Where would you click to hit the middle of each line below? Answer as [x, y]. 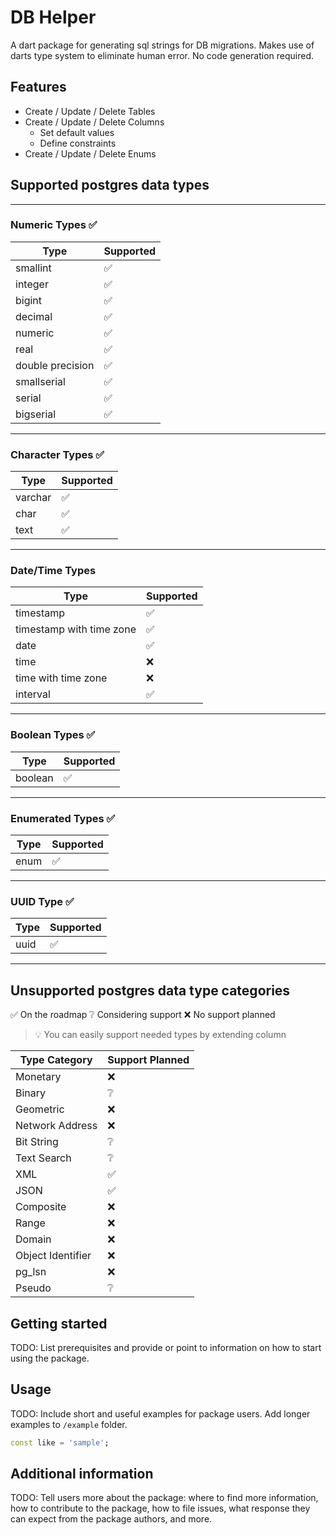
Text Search [43, 1158]
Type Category [56, 1060]
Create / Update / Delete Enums [90, 153]
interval [33, 694]
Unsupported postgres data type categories [150, 990]
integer [32, 284]
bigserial [36, 414]
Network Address [56, 1126]
